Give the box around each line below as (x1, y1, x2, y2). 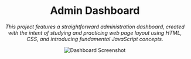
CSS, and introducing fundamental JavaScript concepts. (26, 35, 163, 42)
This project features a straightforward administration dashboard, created (5, 23, 185, 30)
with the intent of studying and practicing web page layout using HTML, (8, 29, 182, 36)
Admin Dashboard (50, 4, 140, 17)
